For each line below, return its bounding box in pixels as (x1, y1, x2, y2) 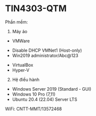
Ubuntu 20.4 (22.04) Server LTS (12, 96, 77, 102)
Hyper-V (12, 67, 29, 73)
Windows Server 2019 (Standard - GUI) (12, 86, 92, 92)
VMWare (12, 38, 30, 44)
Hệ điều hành (12, 77, 40, 82)
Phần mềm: (5, 19, 28, 25)
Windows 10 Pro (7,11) (12, 91, 56, 97)
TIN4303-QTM (5, 3, 67, 14)
